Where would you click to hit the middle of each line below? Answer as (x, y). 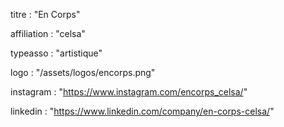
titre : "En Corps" (45, 14)
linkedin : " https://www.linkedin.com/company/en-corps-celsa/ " (142, 111)
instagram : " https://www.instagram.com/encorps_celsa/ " (129, 92)
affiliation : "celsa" (48, 33)
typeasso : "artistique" (56, 53)
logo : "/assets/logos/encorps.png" (83, 72)
